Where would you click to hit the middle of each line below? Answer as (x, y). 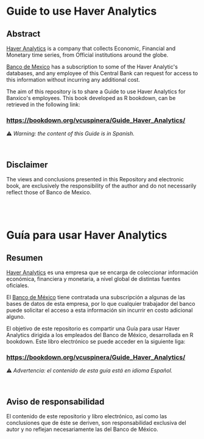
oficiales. (18, 286)
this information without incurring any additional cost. (73, 80)
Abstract (23, 34)
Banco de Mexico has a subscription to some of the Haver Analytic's (92, 67)
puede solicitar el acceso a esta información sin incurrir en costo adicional (100, 310)
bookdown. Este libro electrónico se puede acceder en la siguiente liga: (96, 342)
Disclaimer (27, 165)
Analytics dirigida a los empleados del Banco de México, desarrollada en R (100, 335)
